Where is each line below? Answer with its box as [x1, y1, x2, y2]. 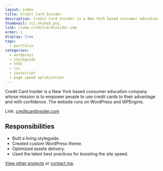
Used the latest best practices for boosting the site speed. [12, 151, 129, 156]
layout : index [5, 7, 34, 12]
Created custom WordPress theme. [12, 140, 82, 146]
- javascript [9, 71, 36, 76]
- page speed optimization [9, 75, 64, 80]
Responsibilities [5, 122, 55, 131]
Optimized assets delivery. [12, 146, 65, 152]
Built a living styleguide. [12, 135, 60, 141]
